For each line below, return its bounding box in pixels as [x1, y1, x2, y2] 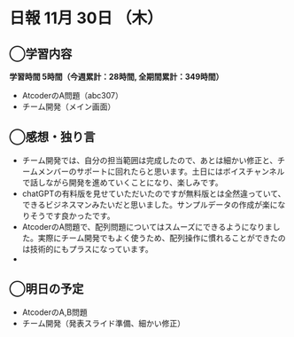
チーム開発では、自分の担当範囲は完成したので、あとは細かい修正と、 [21, 154, 278, 165]
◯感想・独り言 [9, 129, 96, 145]
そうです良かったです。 [29, 210, 115, 221]
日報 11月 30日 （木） [9, 8, 163, 28]
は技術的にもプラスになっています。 [21, 243, 153, 254]
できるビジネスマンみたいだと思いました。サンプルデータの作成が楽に [21, 199, 278, 209]
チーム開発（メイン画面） [21, 101, 116, 112]
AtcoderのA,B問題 [21, 307, 88, 317]
